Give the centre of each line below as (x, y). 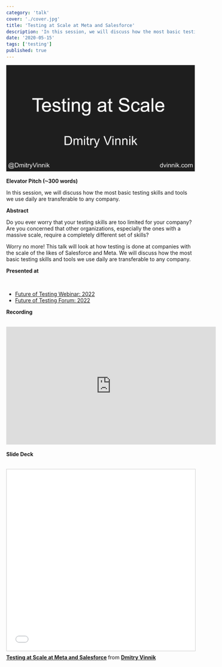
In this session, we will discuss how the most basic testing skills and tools (97, 193)
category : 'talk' (28, 13)
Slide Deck (20, 454)
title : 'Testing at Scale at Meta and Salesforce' (71, 25)
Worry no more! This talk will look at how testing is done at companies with (99, 247)
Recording (19, 312)
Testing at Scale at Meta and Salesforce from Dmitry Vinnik (81, 657)
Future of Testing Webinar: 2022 (55, 294)
